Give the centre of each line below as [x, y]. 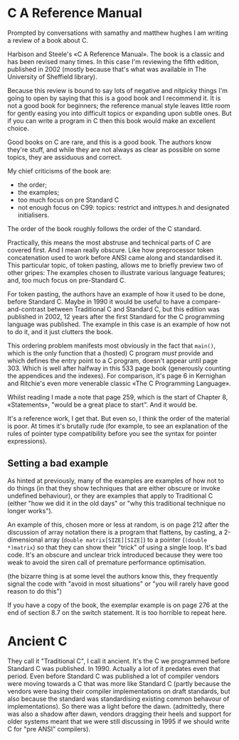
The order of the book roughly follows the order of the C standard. [105, 228]
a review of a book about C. [48, 40]
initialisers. [33, 215]
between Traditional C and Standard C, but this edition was [133, 309]
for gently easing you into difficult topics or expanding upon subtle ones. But [119, 113]
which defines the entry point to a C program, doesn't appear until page [113, 360]
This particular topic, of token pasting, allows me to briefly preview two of [116, 265]
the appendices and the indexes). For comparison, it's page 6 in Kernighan [117, 375]
